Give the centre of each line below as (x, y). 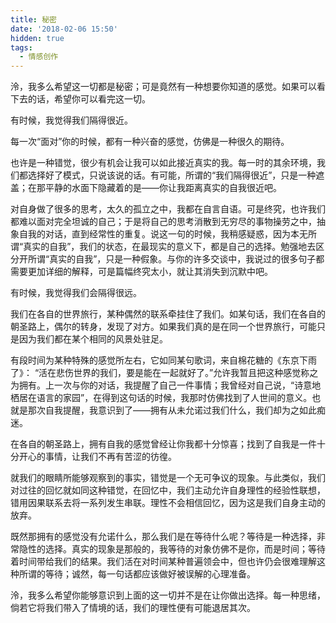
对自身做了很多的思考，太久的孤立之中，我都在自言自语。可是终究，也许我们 (168, 209)
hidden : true (37, 38)
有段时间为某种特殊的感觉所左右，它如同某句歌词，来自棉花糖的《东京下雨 (163, 360)
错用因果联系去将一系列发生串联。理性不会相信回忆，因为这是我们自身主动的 (168, 503)
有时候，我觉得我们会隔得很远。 (76, 293)
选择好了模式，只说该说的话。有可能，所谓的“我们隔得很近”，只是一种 (172, 175)
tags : (21, 47)
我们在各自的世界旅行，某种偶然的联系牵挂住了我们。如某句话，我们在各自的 (168, 314)
